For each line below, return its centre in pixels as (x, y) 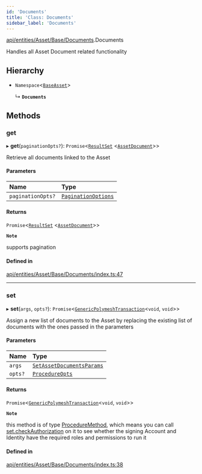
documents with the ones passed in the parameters (70, 327)
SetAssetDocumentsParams (68, 365)
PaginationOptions (87, 196)
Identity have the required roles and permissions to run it (76, 438)
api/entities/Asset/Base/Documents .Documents (65, 40)
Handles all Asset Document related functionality (67, 52)
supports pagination (31, 248)
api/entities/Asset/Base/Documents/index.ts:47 (65, 275)
